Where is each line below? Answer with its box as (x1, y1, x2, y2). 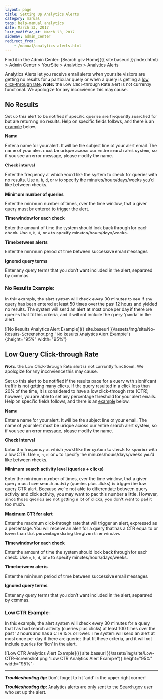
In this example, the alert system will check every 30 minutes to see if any (5, 296, 153, 301)
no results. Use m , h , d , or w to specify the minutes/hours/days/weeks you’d (5, 177, 154, 183)
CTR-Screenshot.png (5, 655, 48, 661)
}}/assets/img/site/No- (110, 326, 155, 332)
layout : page (5, 7, 32, 12)
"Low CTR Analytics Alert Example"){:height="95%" (48, 655, 153, 661)
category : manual (5, 16, 40, 21)
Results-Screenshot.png (5, 331, 54, 337)
